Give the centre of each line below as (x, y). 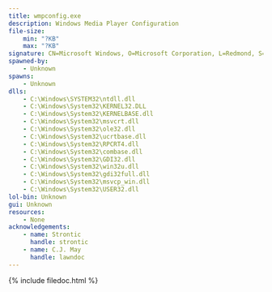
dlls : (17, 91)
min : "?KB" (41, 39)
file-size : (27, 31)
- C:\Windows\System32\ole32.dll (79, 129)
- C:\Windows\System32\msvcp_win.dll (87, 182)
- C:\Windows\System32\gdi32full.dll (87, 174)
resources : (27, 212)
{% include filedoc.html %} (53, 280)
